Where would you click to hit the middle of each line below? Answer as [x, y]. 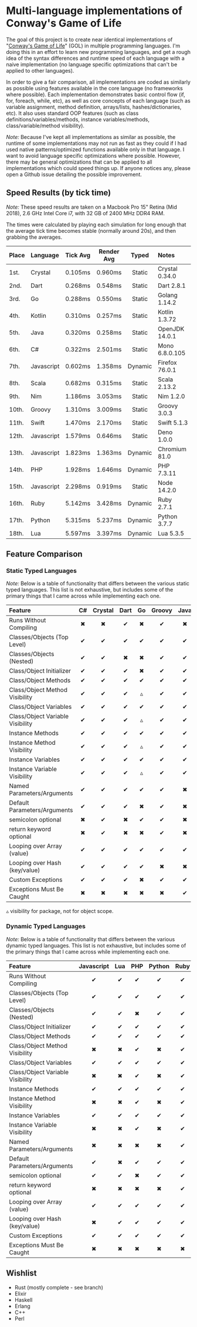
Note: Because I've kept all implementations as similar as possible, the [91, 137]
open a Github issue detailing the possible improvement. [74, 174]
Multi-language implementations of [94, 11]
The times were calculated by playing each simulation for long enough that [96, 225]
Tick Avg [78, 255]
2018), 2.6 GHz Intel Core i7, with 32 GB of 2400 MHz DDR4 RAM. [86, 213]
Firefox [167, 362]
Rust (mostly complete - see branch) [59, 1287]
